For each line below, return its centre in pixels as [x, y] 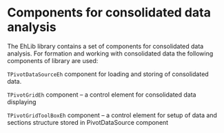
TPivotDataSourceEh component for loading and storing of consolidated [108, 74]
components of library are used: [53, 60]
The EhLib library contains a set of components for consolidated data [105, 46]
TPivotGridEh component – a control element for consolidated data [102, 95]
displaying [22, 101]
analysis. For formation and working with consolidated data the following [110, 53]
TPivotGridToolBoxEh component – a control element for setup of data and [112, 115]
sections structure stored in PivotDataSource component [88, 122]
